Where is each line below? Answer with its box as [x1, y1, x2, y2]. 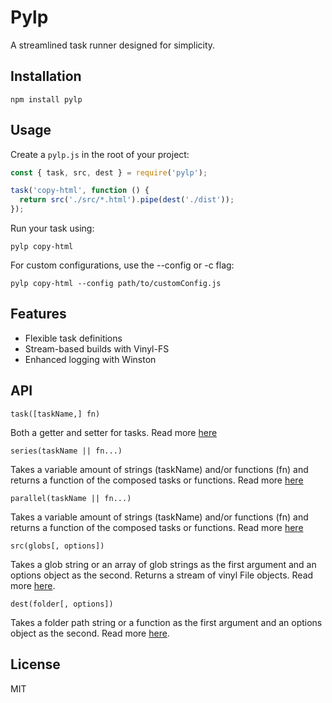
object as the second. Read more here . [10, 627, 170, 639]
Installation [10, 68, 82, 85]
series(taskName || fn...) [10, 446, 123, 456]
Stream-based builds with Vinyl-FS [24, 342, 170, 355]
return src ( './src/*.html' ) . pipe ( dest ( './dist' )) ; [19, 195, 235, 205]
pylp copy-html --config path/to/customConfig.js [10, 279, 222, 289]
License [10, 656, 61, 673]
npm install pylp [10, 94, 83, 105]
